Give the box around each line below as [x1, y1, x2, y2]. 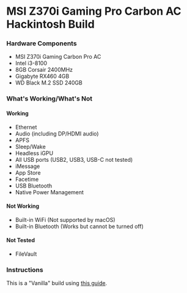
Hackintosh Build [6, 17, 95, 31]
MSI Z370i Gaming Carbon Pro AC [15, 53, 101, 61]
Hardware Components [6, 39, 78, 48]
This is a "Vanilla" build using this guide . [6, 280, 108, 287]
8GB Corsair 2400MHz [15, 66, 73, 74]
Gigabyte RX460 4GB [15, 72, 70, 80]
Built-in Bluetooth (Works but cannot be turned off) [15, 223, 144, 230]
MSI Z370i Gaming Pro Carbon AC [6, 4, 182, 18]
